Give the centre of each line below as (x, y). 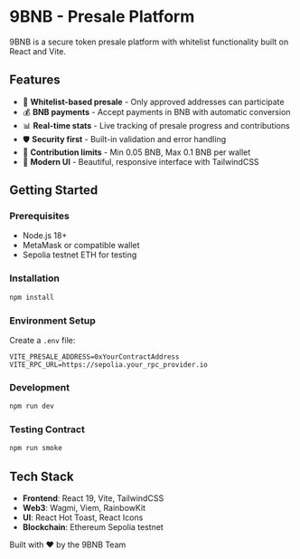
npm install (32, 297)
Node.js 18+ (45, 236)
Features (35, 80)
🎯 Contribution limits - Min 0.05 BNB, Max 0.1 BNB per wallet (136, 152)
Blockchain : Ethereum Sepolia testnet (93, 527)
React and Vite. (37, 51)
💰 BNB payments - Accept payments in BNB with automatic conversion (156, 111)
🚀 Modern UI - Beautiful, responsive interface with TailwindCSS (141, 161)
